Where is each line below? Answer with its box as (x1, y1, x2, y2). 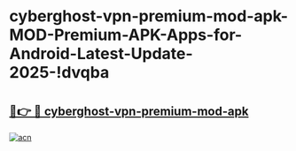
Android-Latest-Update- (9, 44, 193, 64)
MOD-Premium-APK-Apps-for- (9, 25, 243, 45)
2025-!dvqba (9, 63, 110, 83)
